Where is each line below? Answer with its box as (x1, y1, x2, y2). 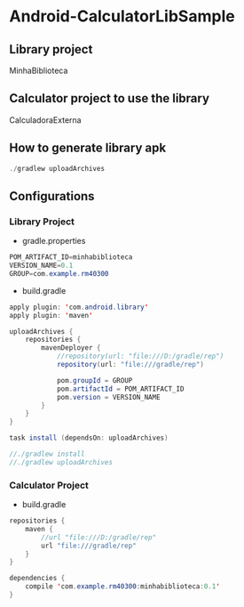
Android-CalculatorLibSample (9, 6, 235, 27)
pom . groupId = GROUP (56, 376, 133, 384)
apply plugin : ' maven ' (9, 311, 93, 320)
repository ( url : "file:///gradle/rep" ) (56, 360, 204, 369)
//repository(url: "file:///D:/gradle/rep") (56, 352, 224, 361)
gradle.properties (21, 236, 86, 247)
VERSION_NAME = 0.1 (9, 261, 74, 271)
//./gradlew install (9, 449, 86, 459)
